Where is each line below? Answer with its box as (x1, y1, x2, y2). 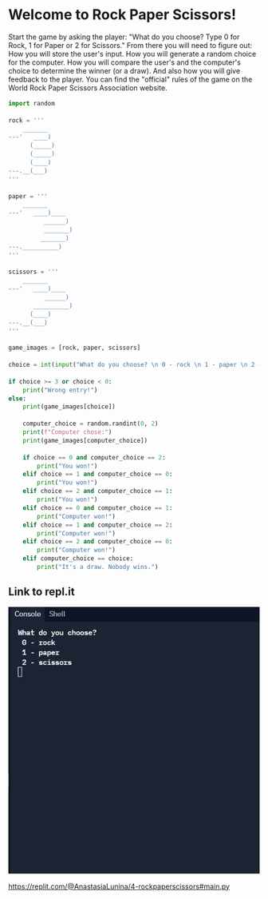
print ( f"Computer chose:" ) (22, 428, 112, 436)
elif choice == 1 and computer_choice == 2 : (22, 521, 173, 529)
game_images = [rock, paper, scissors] (8, 344, 141, 352)
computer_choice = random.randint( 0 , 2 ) (22, 420, 159, 428)
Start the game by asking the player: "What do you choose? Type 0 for (8, 32, 240, 42)
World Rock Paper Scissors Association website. (8, 82, 167, 93)
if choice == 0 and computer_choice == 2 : (22, 453, 166, 461)
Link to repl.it (8, 585, 76, 599)
